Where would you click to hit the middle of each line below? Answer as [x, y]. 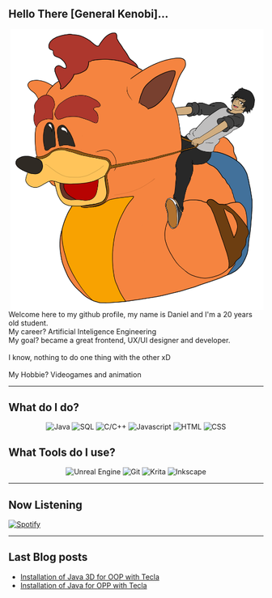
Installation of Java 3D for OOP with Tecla [90, 577]
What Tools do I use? [62, 452]
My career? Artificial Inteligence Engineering [82, 331]
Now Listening [45, 505]
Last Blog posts [48, 557]
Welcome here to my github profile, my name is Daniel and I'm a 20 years [130, 314]
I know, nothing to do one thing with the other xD [90, 357]
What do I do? [44, 407]
